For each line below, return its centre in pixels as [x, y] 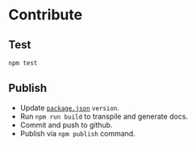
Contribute [46, 15]
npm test [23, 63]
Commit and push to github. [66, 125]
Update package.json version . [69, 107]
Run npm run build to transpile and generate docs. [104, 116]
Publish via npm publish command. [77, 133]
